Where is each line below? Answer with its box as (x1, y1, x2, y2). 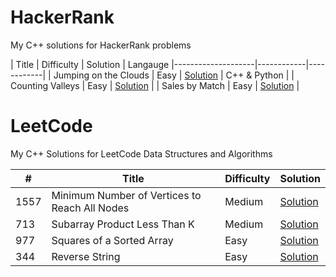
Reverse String (51, 249, 121, 263)
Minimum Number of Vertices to (51, 188, 202, 202)
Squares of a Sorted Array (51, 233, 174, 247)
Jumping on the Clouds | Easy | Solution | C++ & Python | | (53, 69, 295, 81)
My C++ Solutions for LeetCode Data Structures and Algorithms (10, 147, 273, 160)
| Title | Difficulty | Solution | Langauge (10, 58, 170, 70)
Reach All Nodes (51, 201, 130, 215)
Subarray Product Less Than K (51, 217, 195, 231)
